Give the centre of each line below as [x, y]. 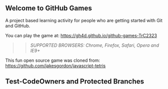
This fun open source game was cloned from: [53, 60]
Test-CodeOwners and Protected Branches [75, 82]
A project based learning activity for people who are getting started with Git [84, 20]
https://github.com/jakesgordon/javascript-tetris [56, 65]
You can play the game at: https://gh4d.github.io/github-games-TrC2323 [81, 35]
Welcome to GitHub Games [49, 8]
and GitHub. [18, 26]
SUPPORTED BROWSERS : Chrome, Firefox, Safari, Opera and [95, 45]
